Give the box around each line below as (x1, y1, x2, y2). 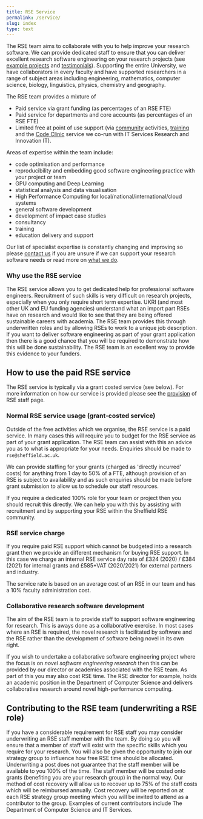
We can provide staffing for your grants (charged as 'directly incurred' (6, 463, 182, 470)
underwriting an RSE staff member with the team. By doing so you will (6, 735, 181, 742)
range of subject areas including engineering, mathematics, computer (6, 75, 181, 82)
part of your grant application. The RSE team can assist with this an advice (6, 438, 193, 445)
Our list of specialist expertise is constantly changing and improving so (6, 244, 184, 251)
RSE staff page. (6, 396, 45, 404)
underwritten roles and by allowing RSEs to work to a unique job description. (6, 324, 197, 331)
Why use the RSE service (6, 272, 82, 280)
